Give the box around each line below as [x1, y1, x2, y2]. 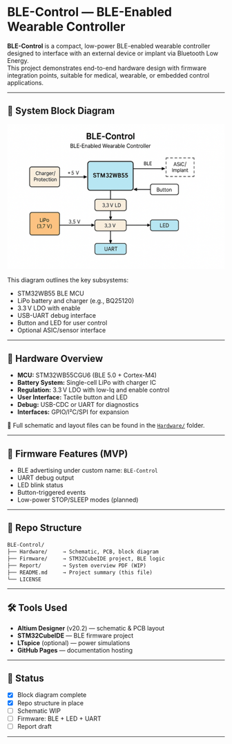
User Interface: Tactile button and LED [17, 393, 128, 401]
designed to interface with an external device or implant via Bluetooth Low [7, 49, 219, 57]
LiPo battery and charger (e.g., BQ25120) [17, 297, 135, 305]
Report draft [17, 722, 52, 730]
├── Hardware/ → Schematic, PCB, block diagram [7, 548, 159, 555]
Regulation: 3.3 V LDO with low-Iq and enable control [17, 385, 170, 394]
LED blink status [17, 481, 64, 489]
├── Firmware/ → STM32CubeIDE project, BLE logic [7, 555, 166, 562]
